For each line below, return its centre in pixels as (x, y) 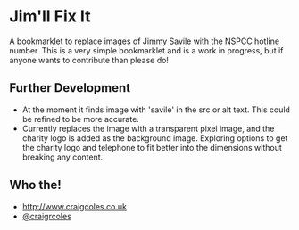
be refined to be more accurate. (81, 119)
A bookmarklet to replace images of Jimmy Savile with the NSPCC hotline (144, 41)
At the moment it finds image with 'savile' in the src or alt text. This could (156, 110)
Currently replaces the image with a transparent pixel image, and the (148, 128)
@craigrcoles (46, 216)
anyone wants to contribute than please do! (89, 60)
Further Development (70, 88)
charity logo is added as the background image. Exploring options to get (155, 138)
